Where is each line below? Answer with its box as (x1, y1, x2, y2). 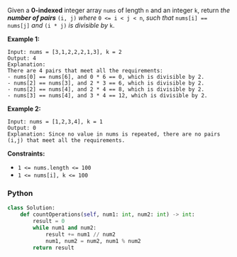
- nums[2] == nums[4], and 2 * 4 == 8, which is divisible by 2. (7, 86, 204, 93)
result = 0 (33, 218, 65, 225)
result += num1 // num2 (45, 231, 116, 238)
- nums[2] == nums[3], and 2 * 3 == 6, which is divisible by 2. (7, 80, 204, 87)
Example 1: (7, 35, 40, 43)
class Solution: (7, 204, 55, 212)
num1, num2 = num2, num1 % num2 (45, 237, 141, 244)
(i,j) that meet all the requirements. (7, 137, 126, 144)
